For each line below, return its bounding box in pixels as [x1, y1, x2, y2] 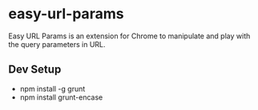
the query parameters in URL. [8, 39, 106, 49]
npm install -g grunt [19, 84, 86, 93]
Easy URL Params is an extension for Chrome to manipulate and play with [8, 31, 251, 41]
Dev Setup [8, 63, 62, 77]
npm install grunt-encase [19, 92, 103, 102]
